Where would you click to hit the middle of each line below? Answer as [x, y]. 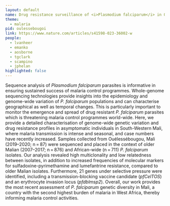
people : [13, 38]
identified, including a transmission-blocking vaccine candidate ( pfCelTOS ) [83, 176]
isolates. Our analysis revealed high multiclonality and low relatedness [78, 155]
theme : [12, 19]
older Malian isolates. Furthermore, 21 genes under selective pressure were [84, 171]
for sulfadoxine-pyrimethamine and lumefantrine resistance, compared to [82, 166]
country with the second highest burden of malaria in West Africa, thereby [82, 193]
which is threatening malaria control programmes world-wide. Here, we [80, 117]
